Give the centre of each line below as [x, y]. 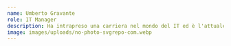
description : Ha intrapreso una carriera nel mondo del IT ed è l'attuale [117, 26]
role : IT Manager [32, 20]
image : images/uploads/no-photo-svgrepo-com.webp [80, 32]
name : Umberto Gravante [41, 13]
